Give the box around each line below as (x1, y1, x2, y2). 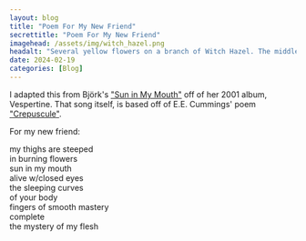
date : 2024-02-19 (9, 55, 76, 65)
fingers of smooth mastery (9, 201, 109, 212)
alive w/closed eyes (9, 172, 84, 183)
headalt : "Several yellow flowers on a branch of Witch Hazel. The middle (9, 47, 300, 56)
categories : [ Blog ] (9, 65, 84, 74)
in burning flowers (9, 153, 78, 164)
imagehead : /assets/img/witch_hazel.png (9, 38, 166, 48)
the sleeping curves (9, 182, 84, 193)
